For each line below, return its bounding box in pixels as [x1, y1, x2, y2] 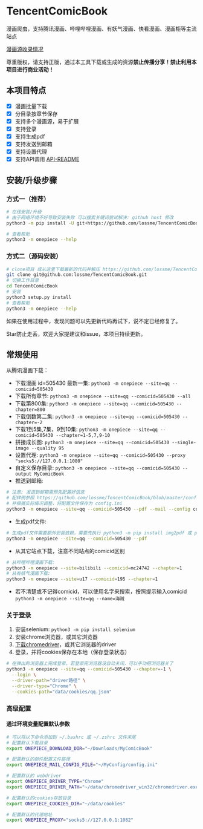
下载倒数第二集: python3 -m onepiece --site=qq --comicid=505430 [14, 413, 180, 420]
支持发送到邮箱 [14, 140, 53, 148]
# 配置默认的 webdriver [6, 773, 62, 779]
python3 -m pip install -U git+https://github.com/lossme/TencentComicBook [6, 220, 201, 226]
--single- [172, 440, 196, 446]
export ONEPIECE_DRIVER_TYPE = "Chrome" [6, 779, 104, 785]
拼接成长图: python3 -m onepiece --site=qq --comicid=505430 [14, 439, 170, 446]
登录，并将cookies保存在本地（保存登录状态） [14, 649, 130, 656]
